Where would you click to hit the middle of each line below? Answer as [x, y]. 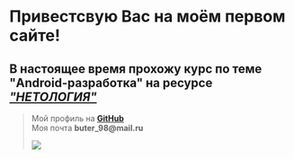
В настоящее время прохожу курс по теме [136, 69]
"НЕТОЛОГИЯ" [53, 97]
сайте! [35, 35]
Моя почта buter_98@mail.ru [87, 128]
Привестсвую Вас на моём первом [147, 17]
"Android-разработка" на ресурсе [111, 83]
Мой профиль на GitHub [77, 118]
